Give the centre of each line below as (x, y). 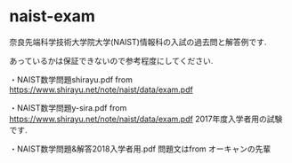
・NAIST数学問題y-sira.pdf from (68, 107)
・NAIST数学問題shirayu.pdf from (71, 79)
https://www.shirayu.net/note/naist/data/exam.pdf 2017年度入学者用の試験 (146, 119)
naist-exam (52, 16)
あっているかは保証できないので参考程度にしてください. (111, 60)
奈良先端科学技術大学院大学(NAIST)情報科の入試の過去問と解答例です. (138, 42)
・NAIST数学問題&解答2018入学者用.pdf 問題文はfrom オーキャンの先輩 (140, 149)
